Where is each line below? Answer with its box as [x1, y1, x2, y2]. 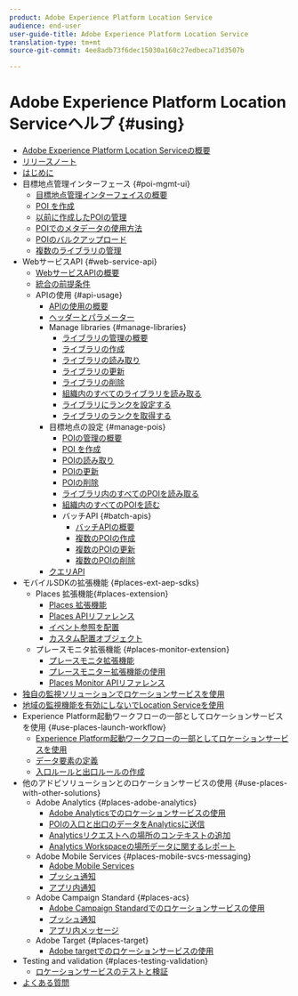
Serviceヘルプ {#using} [9, 114, 185, 134]
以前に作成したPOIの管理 [35, 212, 127, 223]
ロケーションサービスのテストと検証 [35, 967, 169, 977]
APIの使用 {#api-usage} [35, 290, 123, 301]
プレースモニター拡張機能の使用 [48, 667, 166, 677]
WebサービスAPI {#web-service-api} [21, 256, 157, 267]
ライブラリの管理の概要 [61, 333, 149, 344]
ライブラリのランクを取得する [61, 410, 172, 421]
